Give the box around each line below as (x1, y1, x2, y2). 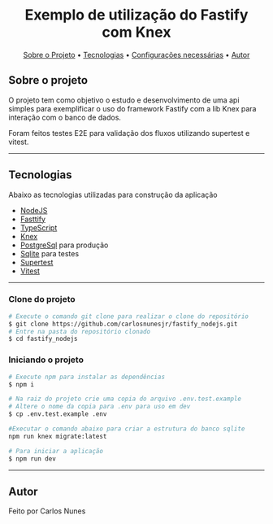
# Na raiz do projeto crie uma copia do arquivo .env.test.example (8, 395, 242, 404)
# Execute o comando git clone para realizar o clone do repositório (8, 312, 249, 321)
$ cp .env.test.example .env (8, 410, 107, 418)
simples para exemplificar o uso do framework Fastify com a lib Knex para (8, 103, 257, 113)
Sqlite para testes (19, 248, 80, 258)
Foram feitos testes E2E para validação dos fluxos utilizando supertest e (8, 128, 250, 138)
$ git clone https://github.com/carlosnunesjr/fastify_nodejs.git (8, 320, 238, 328)
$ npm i (8, 380, 35, 388)
